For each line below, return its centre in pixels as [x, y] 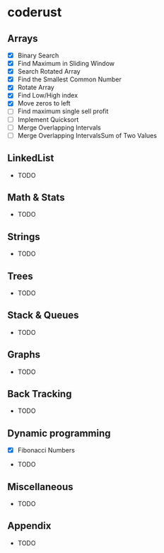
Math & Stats [36, 197]
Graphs [24, 355]
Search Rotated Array [49, 72]
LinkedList [31, 158]
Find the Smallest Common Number [69, 79]
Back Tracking [40, 394]
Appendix [29, 526]
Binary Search [38, 55]
